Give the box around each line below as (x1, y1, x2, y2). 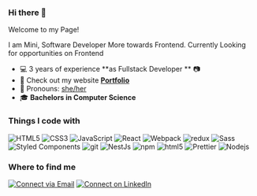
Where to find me (8, 161, 76, 172)
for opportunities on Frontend (8, 49, 104, 58)
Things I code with (8, 116, 80, 127)
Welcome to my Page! (8, 25, 80, 35)
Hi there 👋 (8, 7, 47, 18)
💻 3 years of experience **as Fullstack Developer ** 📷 (19, 65, 201, 74)
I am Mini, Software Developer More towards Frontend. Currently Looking (8, 40, 247, 50)
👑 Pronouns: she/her (19, 84, 87, 94)
